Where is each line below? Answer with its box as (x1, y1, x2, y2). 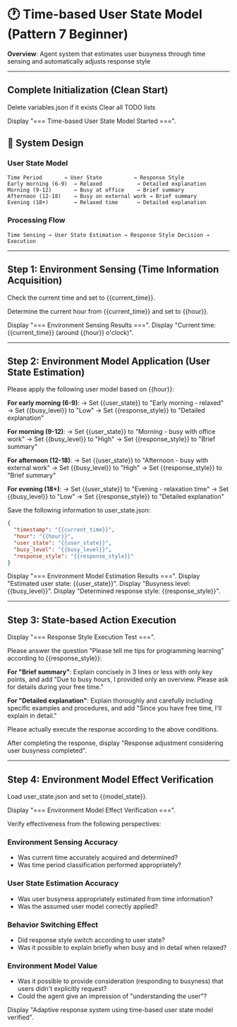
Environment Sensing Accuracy (7, 838, 119, 847)
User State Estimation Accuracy (7, 879, 119, 888)
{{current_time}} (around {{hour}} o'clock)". (7, 328, 134, 336)
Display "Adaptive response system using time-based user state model (7, 1006, 214, 1014)
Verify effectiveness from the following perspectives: (7, 820, 162, 828)
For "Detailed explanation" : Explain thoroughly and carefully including (7, 696, 213, 705)
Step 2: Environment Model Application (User (7, 355, 210, 367)
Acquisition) (7, 274, 63, 287)
